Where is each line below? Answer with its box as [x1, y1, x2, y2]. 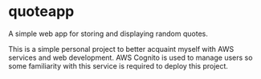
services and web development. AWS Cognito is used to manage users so [8, 53, 253, 62]
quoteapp [8, 2, 75, 21]
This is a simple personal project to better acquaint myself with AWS [8, 44, 234, 53]
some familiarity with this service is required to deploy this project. [8, 61, 229, 70]
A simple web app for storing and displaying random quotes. [8, 29, 209, 38]
